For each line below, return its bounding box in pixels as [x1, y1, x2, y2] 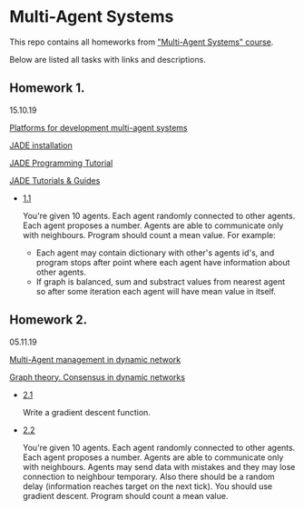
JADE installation [9, 139, 73, 151]
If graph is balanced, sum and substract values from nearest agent [35, 275, 286, 287]
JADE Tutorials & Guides [9, 175, 101, 185]
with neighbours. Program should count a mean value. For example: [22, 229, 276, 240]
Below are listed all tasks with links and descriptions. [9, 54, 206, 65]
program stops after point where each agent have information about [35, 256, 290, 267]
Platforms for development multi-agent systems [9, 122, 188, 133]
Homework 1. [9, 80, 85, 96]
